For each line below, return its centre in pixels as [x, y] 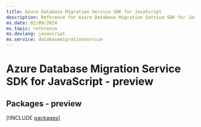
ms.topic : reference [32, 28]
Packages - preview [44, 103]
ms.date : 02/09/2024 [32, 23]
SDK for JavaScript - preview [80, 82]
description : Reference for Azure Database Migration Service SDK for [96, 17]
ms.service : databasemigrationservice [54, 39]
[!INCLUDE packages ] [33, 118]
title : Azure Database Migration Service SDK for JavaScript [84, 12]
